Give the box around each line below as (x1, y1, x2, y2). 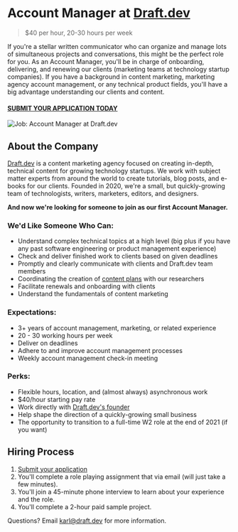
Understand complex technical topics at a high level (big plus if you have (17, 237, 231, 246)
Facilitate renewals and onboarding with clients (17, 282, 156, 291)
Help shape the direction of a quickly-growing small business (17, 410, 198, 418)
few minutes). (17, 479, 58, 488)
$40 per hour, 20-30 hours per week (24, 28, 133, 37)
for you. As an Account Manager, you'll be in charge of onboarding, (7, 57, 205, 65)
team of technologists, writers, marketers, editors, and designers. (7, 189, 199, 197)
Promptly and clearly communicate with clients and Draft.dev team (17, 259, 213, 268)
